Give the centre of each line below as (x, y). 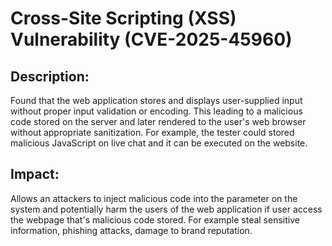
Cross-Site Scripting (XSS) (123, 18)
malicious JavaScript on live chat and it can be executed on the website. (159, 143)
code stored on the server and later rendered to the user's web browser (158, 121)
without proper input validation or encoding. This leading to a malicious (156, 111)
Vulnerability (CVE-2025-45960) (151, 39)
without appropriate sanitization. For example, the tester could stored (152, 132)
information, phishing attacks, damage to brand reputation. (131, 230)
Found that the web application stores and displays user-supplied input (156, 100)
